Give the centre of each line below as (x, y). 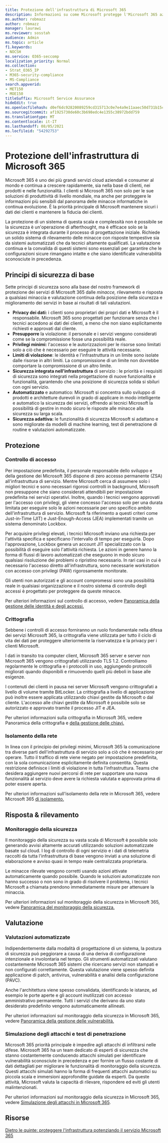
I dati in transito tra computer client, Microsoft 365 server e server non (78, 656)
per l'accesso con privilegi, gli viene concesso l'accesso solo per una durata (84, 502)
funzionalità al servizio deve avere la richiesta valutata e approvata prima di (83, 779)
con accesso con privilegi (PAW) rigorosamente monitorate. (66, 570)
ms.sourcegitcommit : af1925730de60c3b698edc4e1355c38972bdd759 (72, 112)
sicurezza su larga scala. (38, 414)
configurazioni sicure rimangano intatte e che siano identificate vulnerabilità (83, 254)
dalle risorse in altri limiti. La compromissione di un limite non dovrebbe (85, 361)
